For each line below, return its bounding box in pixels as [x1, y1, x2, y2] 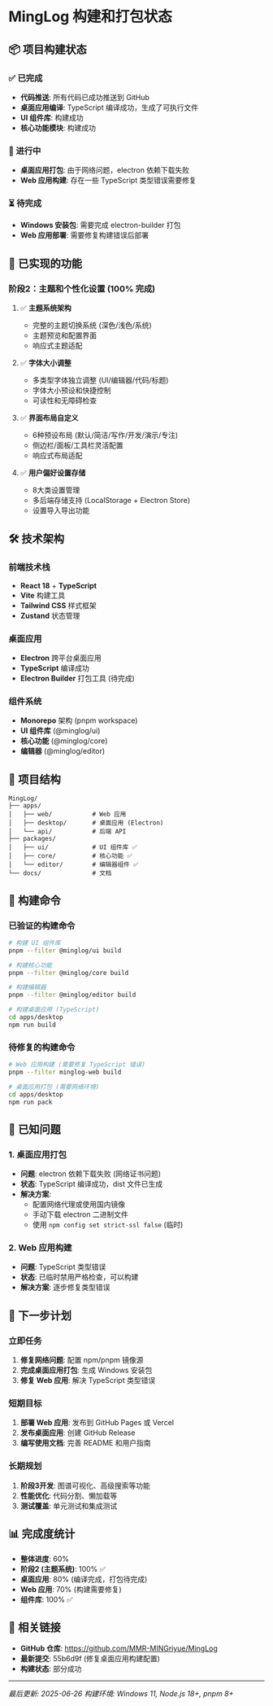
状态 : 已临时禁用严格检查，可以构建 [19, 1272, 139, 1282]
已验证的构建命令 [8, 920, 76, 931]
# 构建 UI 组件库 [8, 938, 61, 947]
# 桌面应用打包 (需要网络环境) [8, 1083, 100, 1091]
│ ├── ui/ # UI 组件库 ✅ [8, 843, 138, 851]
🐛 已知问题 [8, 1122, 61, 1136]
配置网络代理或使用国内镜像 [32, 1200, 126, 1210]
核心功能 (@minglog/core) [19, 736, 108, 746]
